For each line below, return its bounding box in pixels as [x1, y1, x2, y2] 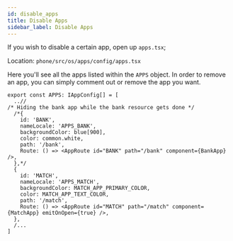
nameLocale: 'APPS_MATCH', [20, 179, 100, 186]
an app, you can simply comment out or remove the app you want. [7, 78, 201, 86]
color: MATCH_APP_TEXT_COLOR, [20, 191, 110, 198]
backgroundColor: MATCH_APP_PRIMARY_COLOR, [20, 185, 151, 192]
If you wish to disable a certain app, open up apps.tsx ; [7, 43, 166, 52]
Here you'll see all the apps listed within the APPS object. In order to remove [7, 70, 227, 79]
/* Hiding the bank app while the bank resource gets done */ [7, 104, 195, 111]
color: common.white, [20, 135, 84, 142]
